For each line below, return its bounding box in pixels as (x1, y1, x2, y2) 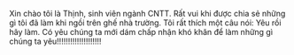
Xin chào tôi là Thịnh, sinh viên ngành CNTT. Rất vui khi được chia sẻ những (9, 9, 286, 18)
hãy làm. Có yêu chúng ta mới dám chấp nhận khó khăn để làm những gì (9, 27, 273, 37)
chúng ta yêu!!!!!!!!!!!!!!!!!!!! (9, 36, 102, 46)
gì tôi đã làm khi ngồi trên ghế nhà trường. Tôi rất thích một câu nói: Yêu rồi (9, 17, 282, 28)
